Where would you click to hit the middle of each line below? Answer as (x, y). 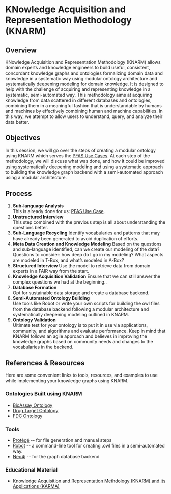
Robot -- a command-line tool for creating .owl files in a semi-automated (89, 446)
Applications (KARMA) (36, 486)
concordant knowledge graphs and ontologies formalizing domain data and (84, 73)
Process (19, 193)
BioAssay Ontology (33, 405)
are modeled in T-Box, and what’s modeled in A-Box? (68, 260)
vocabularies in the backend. (43, 347)
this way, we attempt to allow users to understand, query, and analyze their (84, 116)
